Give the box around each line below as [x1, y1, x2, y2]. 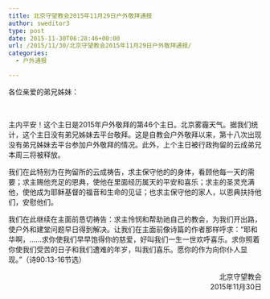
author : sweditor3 [8, 19, 70, 27]
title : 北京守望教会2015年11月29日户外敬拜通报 [8, 11, 153, 20]
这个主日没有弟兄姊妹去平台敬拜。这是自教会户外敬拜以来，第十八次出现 [22, 130, 262, 139]
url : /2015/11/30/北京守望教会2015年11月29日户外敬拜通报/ [8, 42, 192, 50]
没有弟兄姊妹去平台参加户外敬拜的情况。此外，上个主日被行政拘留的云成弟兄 [8, 139, 262, 149]
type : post [8, 27, 45, 35]
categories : [8, 49, 48, 57]
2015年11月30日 [210, 281, 262, 291]
